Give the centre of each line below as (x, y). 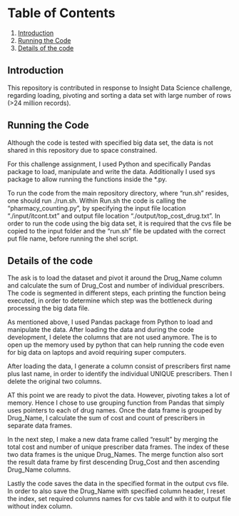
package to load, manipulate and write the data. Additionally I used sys (111, 171)
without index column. (40, 506)
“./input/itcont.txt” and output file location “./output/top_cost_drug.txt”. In (114, 216)
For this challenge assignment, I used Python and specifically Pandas (109, 164)
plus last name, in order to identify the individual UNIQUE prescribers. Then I (120, 374)
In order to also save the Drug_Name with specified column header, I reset (117, 491)
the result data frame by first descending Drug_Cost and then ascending (113, 462)
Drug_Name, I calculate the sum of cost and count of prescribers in (106, 418)
